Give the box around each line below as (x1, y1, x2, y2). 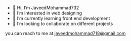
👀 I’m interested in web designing (12, 10, 82, 16)
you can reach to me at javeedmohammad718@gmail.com (5, 30, 126, 36)
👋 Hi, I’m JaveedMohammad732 (12, 5, 79, 10)
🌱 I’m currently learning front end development (12, 15, 110, 21)
